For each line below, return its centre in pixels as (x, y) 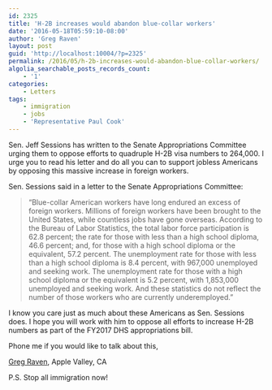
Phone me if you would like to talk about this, (83, 345)
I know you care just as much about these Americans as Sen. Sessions (127, 313)
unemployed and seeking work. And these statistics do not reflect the (145, 288)
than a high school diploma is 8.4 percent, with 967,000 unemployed (143, 262)
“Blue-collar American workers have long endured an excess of (134, 202)
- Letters (40, 91)
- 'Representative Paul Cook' (74, 122)
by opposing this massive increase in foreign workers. (99, 171)
